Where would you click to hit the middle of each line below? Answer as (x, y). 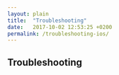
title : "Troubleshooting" (47, 21)
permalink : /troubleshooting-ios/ (58, 34)
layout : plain (28, 14)
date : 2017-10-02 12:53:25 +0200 (60, 27)
